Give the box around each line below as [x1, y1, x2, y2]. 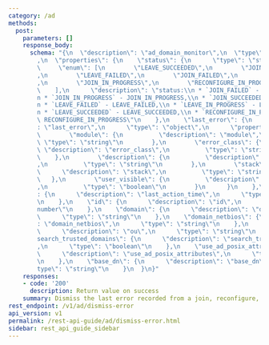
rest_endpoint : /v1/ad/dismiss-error [8, 302, 134, 310]
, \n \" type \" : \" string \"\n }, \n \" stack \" [37, 161, 267, 169]
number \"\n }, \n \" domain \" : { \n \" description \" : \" [37, 205, 260, 213]
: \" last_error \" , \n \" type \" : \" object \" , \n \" [37, 123, 239, 131]
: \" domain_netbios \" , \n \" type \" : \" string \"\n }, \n [37, 220, 249, 228]
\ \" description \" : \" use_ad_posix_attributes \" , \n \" [37, 250, 260, 258]
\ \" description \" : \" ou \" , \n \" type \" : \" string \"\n [37, 227, 256, 236]
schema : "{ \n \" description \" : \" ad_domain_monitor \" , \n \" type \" [29, 49, 263, 57]
